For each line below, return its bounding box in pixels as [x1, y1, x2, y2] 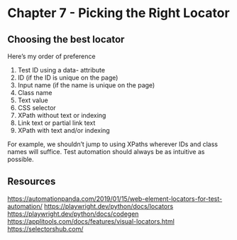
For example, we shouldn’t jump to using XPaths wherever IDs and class [7, 140, 219, 148]
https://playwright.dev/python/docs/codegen [7, 209, 139, 218]
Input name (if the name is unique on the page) [17, 81, 155, 89]
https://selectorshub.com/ [7, 224, 84, 233]
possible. [7, 155, 34, 163]
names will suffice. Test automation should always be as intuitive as [7, 148, 205, 156]
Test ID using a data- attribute [17, 66, 105, 74]
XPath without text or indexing [17, 111, 106, 119]
